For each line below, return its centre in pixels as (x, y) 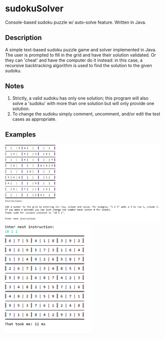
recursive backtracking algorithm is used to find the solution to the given (79, 65)
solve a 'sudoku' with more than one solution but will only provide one (83, 103)
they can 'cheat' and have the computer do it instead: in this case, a (74, 60)
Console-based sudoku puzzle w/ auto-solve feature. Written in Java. (76, 22)
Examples (20, 134)
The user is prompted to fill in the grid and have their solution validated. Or (81, 55)
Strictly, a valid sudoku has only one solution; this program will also (80, 98)
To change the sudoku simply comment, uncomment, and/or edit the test (86, 113)
